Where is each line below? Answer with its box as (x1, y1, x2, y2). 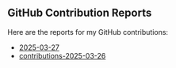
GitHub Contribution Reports (7, 6, 152, 20)
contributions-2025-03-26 (18, 51, 106, 60)
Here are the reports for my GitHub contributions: (7, 27, 168, 36)
